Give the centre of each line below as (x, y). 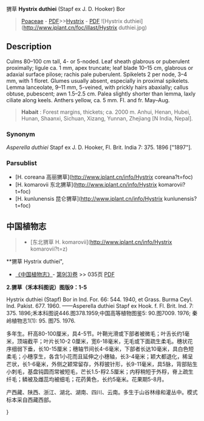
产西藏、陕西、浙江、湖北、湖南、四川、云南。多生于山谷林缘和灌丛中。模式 (102, 392)
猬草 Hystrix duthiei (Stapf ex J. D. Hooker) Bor (66, 9)
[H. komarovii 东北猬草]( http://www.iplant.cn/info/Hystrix (86, 185)
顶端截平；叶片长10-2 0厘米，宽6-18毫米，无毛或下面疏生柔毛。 (97, 341)
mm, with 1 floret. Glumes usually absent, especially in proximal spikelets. (98, 80)
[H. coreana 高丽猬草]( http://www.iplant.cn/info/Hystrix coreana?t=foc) (104, 177)
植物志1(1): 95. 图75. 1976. (43, 321)
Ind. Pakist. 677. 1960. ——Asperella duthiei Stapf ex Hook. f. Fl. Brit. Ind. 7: (100, 306)
